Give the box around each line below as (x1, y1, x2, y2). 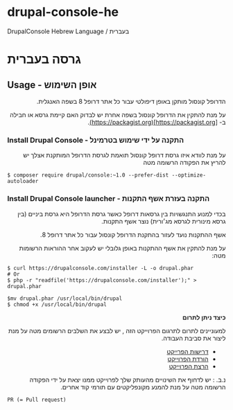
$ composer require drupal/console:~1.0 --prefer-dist (7, 172, 169, 179)
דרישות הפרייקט (166, 347, 209, 355)
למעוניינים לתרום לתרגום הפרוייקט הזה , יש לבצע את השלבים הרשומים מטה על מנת (8, 326, 226, 335)
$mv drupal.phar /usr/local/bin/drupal (7, 295, 123, 302)
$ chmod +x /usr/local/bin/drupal (7, 301, 107, 308)
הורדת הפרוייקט (167, 355, 209, 363)
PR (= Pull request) (7, 396, 67, 403)
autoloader (7, 178, 39, 185)
